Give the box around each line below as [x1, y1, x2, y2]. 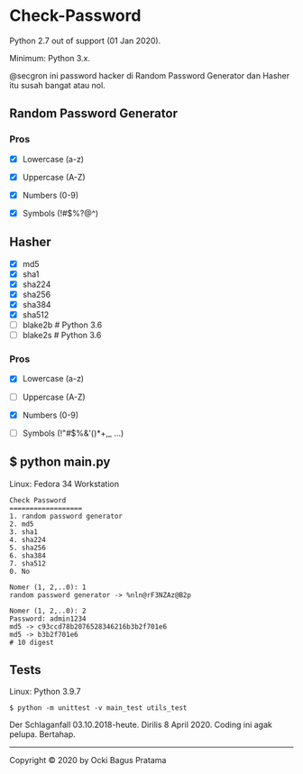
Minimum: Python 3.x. [9, 52, 90, 63]
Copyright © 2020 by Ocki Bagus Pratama [9, 755, 167, 766]
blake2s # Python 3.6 [22, 330, 102, 341]
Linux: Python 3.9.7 [9, 686, 81, 697]
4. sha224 [9, 535, 47, 544]
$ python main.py [9, 455, 111, 470]
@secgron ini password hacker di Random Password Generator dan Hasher [9, 69, 290, 81]
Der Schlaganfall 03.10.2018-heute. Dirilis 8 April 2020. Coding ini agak [9, 719, 272, 731]
